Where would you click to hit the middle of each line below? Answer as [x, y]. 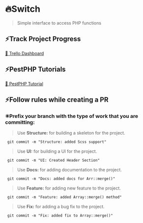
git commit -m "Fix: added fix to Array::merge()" [60, 215]
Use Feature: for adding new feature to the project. [69, 188]
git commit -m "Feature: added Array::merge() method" [64, 197]
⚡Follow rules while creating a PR [57, 99]
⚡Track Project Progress [43, 39]
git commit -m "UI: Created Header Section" [53, 161]
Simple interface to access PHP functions [59, 23]
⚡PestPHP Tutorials [35, 70]
